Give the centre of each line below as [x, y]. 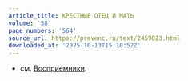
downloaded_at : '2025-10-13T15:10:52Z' [75, 46]
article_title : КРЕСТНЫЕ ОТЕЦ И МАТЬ [71, 16]
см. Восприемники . [53, 68]
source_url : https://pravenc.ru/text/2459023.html [94, 38]
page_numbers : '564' [43, 30]
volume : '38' [30, 23]
